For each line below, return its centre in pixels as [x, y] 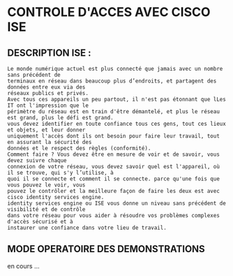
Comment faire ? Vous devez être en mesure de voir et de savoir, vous [113, 154]
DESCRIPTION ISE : [49, 53]
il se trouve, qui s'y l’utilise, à [60, 173]
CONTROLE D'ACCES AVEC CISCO [109, 12]
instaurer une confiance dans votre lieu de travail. [87, 228]
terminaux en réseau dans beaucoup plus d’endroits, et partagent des [112, 81]
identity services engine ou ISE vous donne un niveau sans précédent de [117, 203]
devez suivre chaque [37, 161]
